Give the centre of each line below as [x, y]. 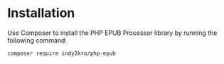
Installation [41, 13]
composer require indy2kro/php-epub [62, 53]
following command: [37, 40]
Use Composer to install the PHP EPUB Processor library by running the [112, 33]
